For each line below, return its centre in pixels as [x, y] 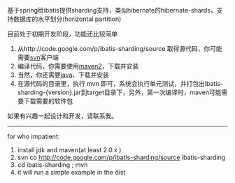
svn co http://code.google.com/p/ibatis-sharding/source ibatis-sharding [121, 157]
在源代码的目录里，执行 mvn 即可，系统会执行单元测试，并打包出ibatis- [120, 83]
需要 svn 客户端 [38, 57]
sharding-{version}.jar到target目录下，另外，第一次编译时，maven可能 [119, 92]
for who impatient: [34, 136]
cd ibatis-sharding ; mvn [52, 165]
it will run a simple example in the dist [71, 172]
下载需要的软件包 [48, 101]
